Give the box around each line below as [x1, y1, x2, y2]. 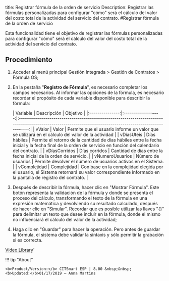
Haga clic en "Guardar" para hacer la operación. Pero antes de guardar [12, 226, 160, 232]
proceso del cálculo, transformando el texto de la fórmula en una [12, 195, 147, 201]
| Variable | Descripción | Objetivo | [12, 110, 86, 116]
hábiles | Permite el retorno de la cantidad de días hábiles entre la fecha [12, 136, 162, 143]
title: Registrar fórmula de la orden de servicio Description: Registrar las [5, 5, 154, 10]
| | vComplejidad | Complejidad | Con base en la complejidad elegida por [12, 164, 163, 170]
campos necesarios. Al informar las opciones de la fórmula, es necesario [12, 89, 164, 96]
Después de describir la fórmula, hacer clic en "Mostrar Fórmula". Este [12, 184, 159, 190]
